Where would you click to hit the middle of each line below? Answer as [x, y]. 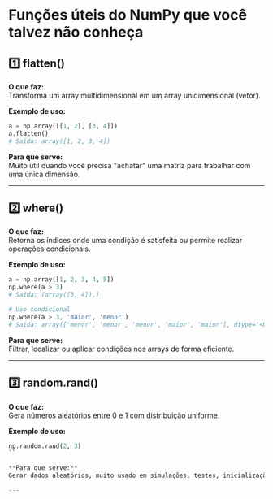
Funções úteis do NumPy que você [128, 15]
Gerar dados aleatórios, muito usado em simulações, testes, [114, 476]
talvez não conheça [76, 32]
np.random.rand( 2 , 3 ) [45, 446]
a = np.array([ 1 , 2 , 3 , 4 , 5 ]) [61, 280]
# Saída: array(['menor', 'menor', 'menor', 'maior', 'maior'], [119, 324]
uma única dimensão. [44, 174]
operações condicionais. [50, 249]
